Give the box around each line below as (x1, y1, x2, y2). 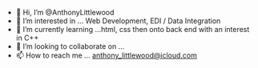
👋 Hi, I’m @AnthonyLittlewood (15, 8, 115, 17)
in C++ (15, 33, 39, 42)
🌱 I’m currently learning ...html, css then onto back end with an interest (15, 25, 250, 34)
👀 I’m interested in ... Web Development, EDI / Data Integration (15, 16, 221, 26)
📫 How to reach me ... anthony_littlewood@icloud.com (15, 50, 198, 60)
